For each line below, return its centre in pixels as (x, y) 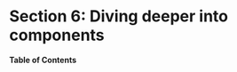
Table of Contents (43, 60)
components (57, 35)
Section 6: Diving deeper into (119, 16)
